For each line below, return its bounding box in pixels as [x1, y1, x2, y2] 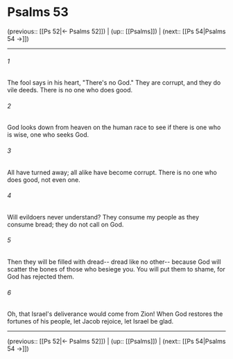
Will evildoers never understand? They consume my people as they [7, 212, 200, 221]
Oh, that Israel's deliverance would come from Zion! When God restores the [7, 310, 223, 318]
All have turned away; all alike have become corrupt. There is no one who [7, 168, 217, 176]
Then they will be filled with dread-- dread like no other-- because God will [7, 258, 221, 266]
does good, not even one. [7, 175, 81, 184]
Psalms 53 [7, 4, 69, 20]
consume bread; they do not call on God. [7, 220, 124, 228]
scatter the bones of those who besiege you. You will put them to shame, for [7, 265, 225, 273]
